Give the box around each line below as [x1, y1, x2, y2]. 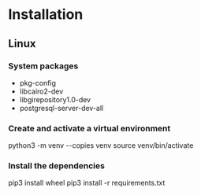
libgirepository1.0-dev [19, 94, 91, 104]
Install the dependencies [8, 160, 105, 171]
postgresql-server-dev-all [19, 103, 104, 112]
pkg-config [19, 78, 57, 87]
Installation [8, 6, 84, 24]
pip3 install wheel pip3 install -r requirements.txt [8, 178, 166, 188]
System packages [8, 61, 79, 72]
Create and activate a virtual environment [8, 123, 171, 134]
